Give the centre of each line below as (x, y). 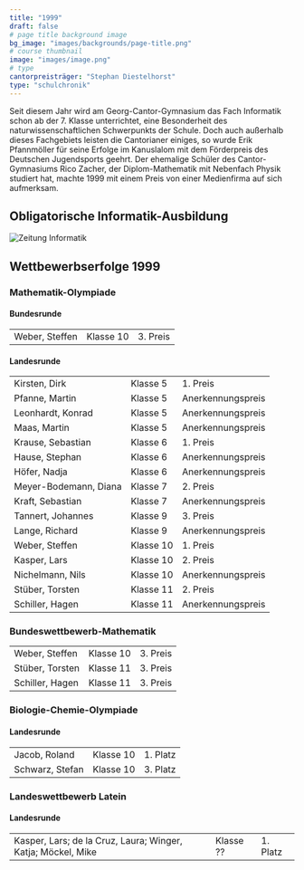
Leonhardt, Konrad (53, 413)
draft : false (34, 26)
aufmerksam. (34, 187)
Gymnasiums (34, 168)
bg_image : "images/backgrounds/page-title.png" (101, 43)
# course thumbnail (46, 52)
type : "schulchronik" (50, 85)
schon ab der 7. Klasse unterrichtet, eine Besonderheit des (119, 120)
